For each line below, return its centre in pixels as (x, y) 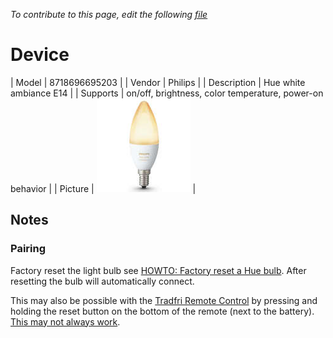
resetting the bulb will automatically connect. (102, 281)
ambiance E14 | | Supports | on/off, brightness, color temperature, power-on (167, 93)
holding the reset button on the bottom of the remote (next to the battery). (162, 311)
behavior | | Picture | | (103, 188)
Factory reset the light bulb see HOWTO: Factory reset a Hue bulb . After (158, 270)
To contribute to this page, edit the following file (109, 14)
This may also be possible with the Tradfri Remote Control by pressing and (164, 300)
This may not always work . (65, 321)
